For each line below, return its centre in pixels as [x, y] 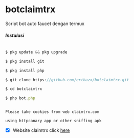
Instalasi [15, 35]
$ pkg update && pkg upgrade [36, 52]
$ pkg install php [25, 71]
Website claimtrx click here [41, 130]
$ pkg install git [25, 61]
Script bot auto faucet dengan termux [45, 24]
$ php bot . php [20, 98]
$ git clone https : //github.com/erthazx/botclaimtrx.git [67, 80]
